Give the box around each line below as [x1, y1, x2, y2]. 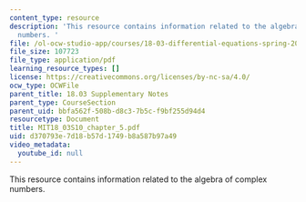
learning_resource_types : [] [9, 65, 120, 74]
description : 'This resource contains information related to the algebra [9, 22, 300, 31]
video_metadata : [9, 140, 71, 149]
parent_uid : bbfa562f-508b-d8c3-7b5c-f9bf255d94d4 [9, 106, 206, 116]
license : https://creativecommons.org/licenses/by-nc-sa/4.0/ [9, 73, 250, 82]
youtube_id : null [17, 148, 84, 157]
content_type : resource [9, 13, 100, 23]
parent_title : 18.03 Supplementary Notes [9, 89, 169, 98]
